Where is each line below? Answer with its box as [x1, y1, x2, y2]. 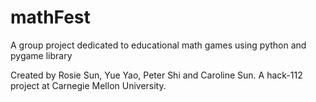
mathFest [10, 6, 91, 29]
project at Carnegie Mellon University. [10, 79, 167, 91]
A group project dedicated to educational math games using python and [10, 39, 307, 51]
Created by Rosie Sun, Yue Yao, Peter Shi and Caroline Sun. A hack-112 [10, 69, 303, 81]
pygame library [10, 49, 73, 61]
